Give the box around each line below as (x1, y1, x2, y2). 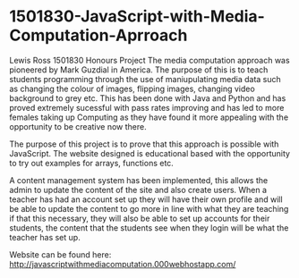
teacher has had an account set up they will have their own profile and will (9, 194, 284, 205)
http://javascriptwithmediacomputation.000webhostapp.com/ (9, 258, 236, 269)
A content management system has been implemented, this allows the (9, 174, 269, 185)
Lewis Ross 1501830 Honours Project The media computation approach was (9, 55, 290, 65)
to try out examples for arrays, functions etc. (9, 157, 175, 168)
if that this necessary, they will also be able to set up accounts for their (9, 213, 270, 223)
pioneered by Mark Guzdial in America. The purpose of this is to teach (9, 64, 269, 75)
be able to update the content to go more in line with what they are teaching (9, 203, 289, 214)
